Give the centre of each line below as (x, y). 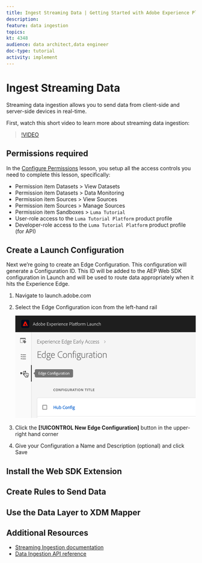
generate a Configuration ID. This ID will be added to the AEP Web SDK (94, 271)
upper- (182, 428)
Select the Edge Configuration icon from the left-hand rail (86, 307)
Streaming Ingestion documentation (59, 547)
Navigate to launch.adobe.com (53, 295)
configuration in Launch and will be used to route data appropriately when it (100, 277)
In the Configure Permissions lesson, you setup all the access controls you (99, 168)
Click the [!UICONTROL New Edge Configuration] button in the (93, 428)
